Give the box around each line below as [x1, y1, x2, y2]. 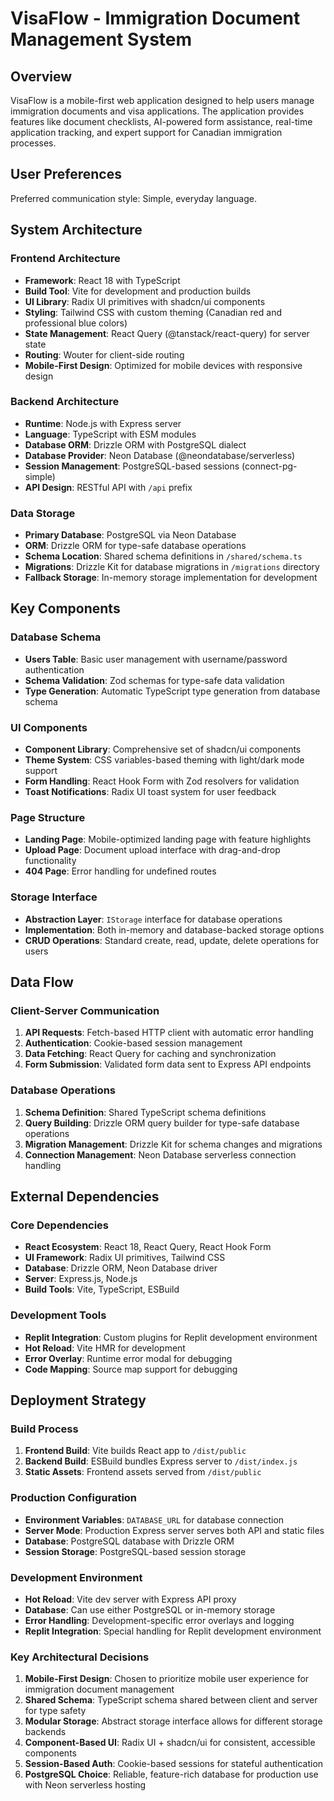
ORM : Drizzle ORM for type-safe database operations [24, 540, 247, 552]
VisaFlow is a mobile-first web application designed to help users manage [10, 95, 315, 106]
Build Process [10, 1422, 79, 1436]
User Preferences [10, 166, 122, 183]
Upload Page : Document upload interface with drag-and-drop [24, 844, 281, 856]
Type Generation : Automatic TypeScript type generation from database [24, 685, 321, 697]
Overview [10, 68, 73, 85]
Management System [10, 28, 193, 51]
